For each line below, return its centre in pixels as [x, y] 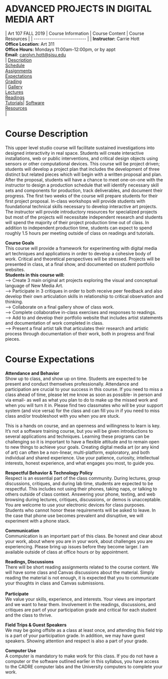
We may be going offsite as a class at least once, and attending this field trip [84, 630]
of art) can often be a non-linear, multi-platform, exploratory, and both [77, 452]
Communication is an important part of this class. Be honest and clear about [84, 536]
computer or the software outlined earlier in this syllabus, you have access [82, 661]
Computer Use [21, 650]
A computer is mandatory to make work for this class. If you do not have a [81, 656]
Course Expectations [50, 359]
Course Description [47, 134]
